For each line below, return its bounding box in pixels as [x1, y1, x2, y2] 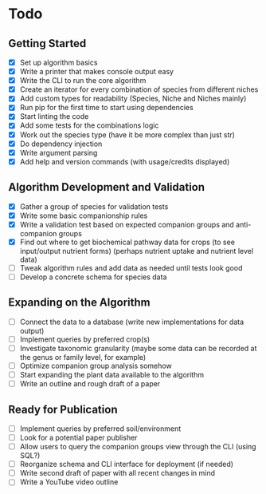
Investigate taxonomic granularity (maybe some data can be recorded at [19, 343, 257, 353]
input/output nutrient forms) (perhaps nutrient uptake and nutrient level [19, 246, 253, 255]
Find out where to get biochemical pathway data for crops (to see [19, 237, 235, 247]
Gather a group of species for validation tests [19, 201, 169, 211]
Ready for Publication [8, 402, 118, 416]
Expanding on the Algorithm [8, 296, 151, 310]
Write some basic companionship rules [19, 211, 148, 220]
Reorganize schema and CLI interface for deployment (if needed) [19, 460, 233, 469]
